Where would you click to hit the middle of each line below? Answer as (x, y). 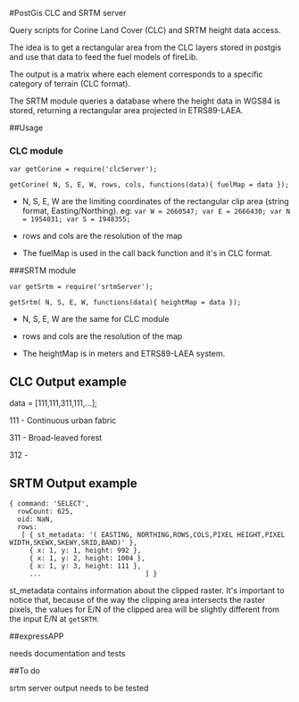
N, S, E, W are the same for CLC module (96, 319)
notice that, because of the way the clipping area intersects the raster (137, 599)
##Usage (26, 128)
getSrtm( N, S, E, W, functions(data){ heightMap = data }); (125, 302)
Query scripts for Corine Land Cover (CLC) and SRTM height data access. (145, 30)
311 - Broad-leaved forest (56, 438)
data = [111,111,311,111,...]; (54, 403)
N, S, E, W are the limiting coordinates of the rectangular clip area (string (156, 202)
